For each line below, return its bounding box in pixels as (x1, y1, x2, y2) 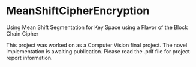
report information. (6, 54, 53, 61)
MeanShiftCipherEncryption (6, 4, 150, 18)
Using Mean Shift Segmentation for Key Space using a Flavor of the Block (6, 24, 188, 31)
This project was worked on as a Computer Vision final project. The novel (6, 42, 188, 49)
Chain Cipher (6, 30, 39, 37)
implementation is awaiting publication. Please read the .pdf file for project (6, 47, 190, 55)
